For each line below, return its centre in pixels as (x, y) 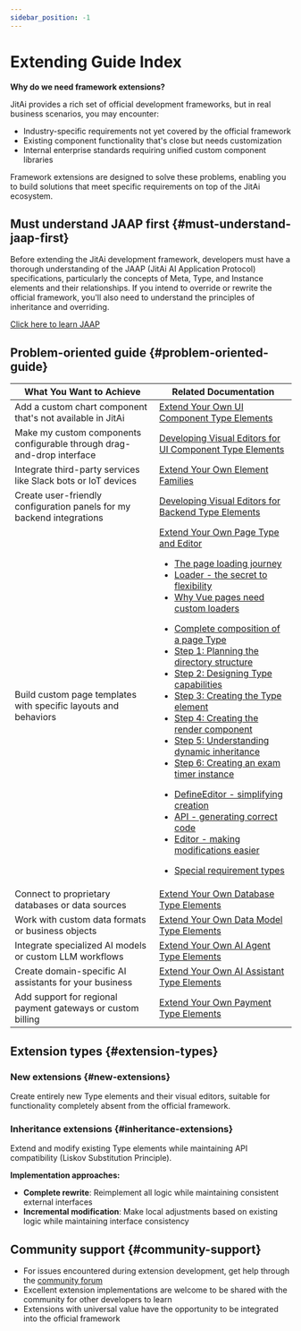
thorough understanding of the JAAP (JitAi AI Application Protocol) (133, 269)
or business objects (56, 931)
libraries (38, 159)
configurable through (59, 444)
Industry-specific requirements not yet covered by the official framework (157, 131)
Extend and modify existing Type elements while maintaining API (129, 1148)
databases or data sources (71, 906)
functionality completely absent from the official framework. (121, 1105)
